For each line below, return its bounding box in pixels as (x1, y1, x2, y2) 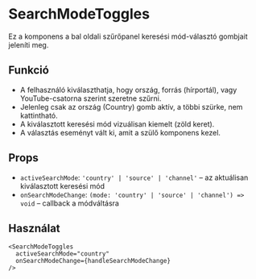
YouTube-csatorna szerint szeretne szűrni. (19, 94, 162, 103)
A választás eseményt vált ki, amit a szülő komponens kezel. (19, 127, 221, 137)
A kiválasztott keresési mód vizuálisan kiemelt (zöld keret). (19, 119, 215, 129)
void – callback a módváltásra (19, 198, 119, 208)
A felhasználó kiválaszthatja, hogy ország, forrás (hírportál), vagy (19, 85, 237, 94)
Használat (8, 221, 60, 235)
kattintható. (19, 110, 58, 120)
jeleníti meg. (8, 40, 49, 49)
